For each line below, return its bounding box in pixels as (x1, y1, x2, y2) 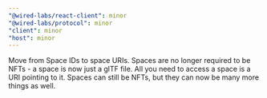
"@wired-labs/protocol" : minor (8, 19, 113, 27)
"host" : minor (8, 33, 56, 42)
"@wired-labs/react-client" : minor (8, 11, 127, 20)
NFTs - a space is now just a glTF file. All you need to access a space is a (8, 65, 251, 74)
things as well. (8, 81, 56, 91)
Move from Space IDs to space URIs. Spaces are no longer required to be (8, 56, 251, 65)
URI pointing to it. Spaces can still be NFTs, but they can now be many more (8, 73, 259, 82)
